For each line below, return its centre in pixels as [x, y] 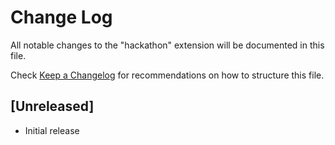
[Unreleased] [52, 106]
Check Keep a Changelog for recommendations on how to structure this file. [167, 75]
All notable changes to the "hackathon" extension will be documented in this [167, 45]
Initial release [52, 130]
